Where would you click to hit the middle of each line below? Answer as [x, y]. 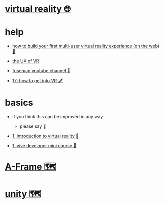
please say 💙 [33, 126]
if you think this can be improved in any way [58, 117]
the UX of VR [26, 61]
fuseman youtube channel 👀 [41, 71]
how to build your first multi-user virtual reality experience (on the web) [86, 46]
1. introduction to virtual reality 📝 [45, 136]
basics [19, 103]
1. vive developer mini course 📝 [44, 146]
